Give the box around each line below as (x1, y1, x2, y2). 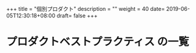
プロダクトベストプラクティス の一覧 (6, 35, 189, 49)
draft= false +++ (56, 12, 98, 19)
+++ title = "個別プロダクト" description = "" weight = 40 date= (6, 5, 165, 12)
